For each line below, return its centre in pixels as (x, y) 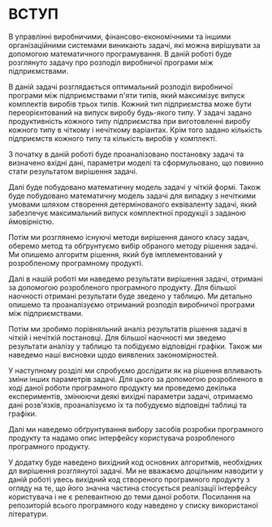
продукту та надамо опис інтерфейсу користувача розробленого (122, 438)
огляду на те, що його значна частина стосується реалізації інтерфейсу (133, 488)
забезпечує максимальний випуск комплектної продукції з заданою (127, 212)
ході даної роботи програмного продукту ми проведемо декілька (123, 388)
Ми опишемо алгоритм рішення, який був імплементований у (116, 254)
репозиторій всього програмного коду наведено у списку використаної (133, 505)
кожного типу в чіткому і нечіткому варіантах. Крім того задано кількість (135, 130)
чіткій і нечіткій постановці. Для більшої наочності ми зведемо (117, 337)
